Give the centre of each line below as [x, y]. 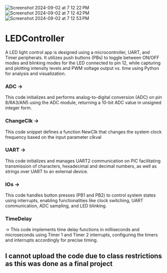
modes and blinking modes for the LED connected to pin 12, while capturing [83, 63]
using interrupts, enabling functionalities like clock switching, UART [74, 201]
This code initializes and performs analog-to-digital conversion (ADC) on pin [83, 97]
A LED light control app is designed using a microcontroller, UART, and [78, 52]
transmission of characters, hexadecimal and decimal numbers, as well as [81, 166]
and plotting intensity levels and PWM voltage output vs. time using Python [82, 68]
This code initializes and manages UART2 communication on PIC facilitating [83, 161]
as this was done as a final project [59, 264]
